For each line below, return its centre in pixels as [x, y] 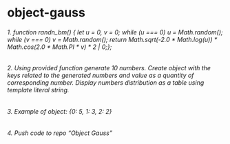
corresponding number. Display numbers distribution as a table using [106, 83]
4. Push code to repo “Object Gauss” [60, 133]
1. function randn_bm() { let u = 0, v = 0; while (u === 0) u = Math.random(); [115, 32]
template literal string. [38, 90]
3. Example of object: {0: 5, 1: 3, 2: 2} [60, 111]
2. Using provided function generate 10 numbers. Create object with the [109, 68]
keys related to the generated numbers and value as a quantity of [101, 75]
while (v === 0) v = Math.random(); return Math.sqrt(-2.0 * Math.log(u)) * [112, 39]
